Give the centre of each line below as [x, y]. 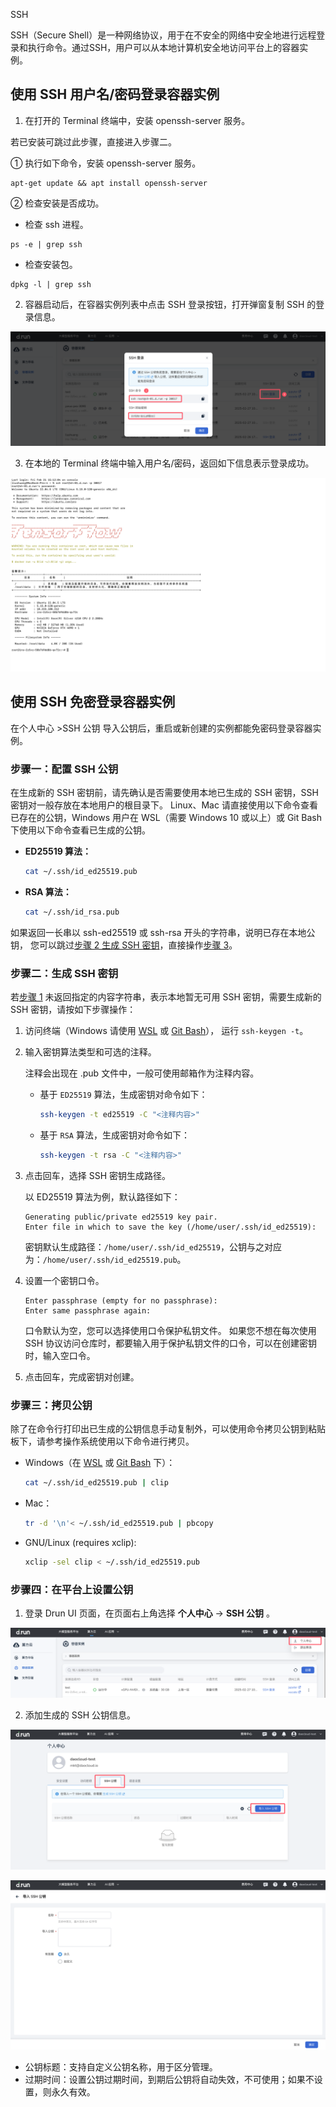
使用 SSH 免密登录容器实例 [93, 702]
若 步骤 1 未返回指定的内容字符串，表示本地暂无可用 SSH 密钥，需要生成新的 [166, 997]
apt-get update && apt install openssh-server [109, 183]
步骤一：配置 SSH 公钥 [64, 769]
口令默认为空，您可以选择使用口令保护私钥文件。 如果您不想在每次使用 [170, 1330]
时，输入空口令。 [60, 1355]
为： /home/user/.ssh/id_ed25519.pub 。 [105, 1259]
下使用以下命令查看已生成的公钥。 [80, 830]
